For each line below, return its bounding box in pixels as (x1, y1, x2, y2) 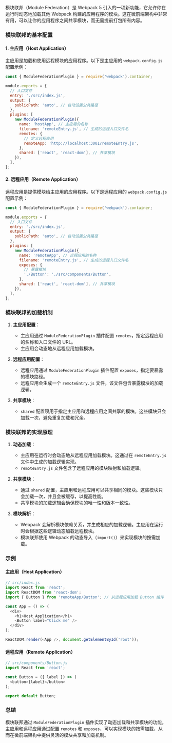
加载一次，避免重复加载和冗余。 (20, 414, 88, 421)
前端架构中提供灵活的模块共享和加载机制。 (18, 732, 109, 738)
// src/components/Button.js (5, 660, 68, 666)
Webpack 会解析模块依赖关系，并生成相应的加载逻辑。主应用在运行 (20, 522, 163, 528)
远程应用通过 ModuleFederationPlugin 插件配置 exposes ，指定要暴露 (20, 367, 163, 373)
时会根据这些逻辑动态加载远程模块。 (20, 528, 98, 534)
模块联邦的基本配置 (5, 31, 53, 39)
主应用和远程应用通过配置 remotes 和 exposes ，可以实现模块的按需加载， (5, 726, 159, 732)
